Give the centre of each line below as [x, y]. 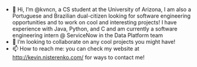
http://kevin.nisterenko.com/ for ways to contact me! [78, 57]
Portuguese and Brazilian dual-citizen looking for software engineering [101, 16]
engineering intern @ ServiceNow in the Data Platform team [87, 35]
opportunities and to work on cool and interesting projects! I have [95, 22]
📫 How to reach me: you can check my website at [76, 48]
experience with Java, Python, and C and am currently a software [95, 29]
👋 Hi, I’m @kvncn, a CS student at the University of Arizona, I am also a [102, 9]
